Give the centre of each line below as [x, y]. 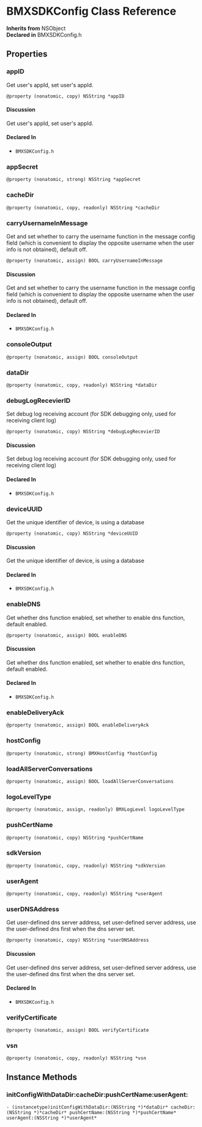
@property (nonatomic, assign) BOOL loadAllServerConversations [90, 781]
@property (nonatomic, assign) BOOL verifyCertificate [78, 1030]
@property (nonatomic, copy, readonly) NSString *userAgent [85, 894]
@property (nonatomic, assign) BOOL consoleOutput [72, 357]
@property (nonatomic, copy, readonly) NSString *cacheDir [83, 208]
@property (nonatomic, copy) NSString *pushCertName [75, 838]
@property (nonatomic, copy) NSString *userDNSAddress [78, 940]
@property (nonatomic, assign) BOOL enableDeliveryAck [78, 725]
